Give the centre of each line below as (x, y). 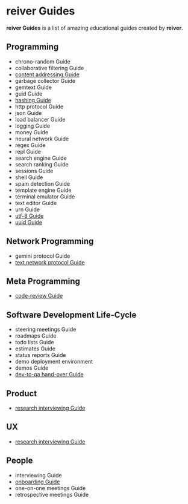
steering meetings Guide (45, 329)
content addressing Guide (47, 74)
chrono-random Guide (43, 61)
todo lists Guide (34, 342)
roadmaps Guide (36, 336)
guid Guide (29, 93)
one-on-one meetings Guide (50, 488)
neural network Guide (42, 139)
